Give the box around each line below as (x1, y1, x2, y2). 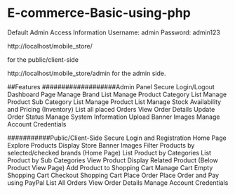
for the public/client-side (7, 55, 79, 64)
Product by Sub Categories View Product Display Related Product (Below (7, 156, 219, 164)
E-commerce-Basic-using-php (7, 5, 191, 21)
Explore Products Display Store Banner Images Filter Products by (7, 141, 195, 149)
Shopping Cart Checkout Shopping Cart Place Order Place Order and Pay (7, 171, 220, 179)
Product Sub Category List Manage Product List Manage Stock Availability (7, 97, 222, 106)
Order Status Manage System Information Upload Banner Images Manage (7, 112, 220, 121)
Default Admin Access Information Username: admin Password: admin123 (7, 28, 221, 37)
